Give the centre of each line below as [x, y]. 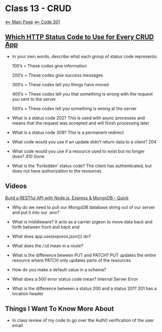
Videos [16, 186]
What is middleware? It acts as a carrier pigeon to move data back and [82, 221]
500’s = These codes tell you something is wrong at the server [74, 108]
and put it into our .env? [36, 212]
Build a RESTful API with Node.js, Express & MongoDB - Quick [67, 198]
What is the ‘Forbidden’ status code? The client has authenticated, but [82, 166]
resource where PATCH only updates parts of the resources [72, 260]
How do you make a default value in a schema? [59, 269]
